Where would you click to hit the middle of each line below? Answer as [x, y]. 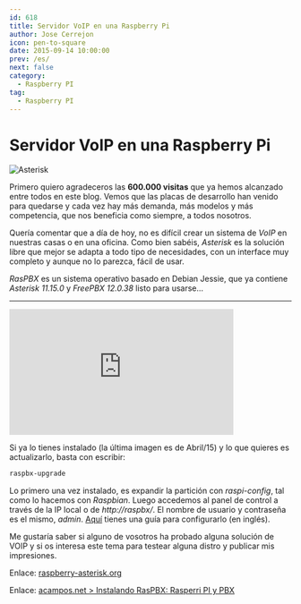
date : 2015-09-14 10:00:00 [60, 51]
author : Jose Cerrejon [52, 34]
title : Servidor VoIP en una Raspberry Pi [90, 26]
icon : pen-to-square [48, 43]
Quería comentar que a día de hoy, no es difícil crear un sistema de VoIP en [148, 233]
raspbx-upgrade [38, 474]
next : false [31, 68]
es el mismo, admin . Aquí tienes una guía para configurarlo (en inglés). [140, 519]
